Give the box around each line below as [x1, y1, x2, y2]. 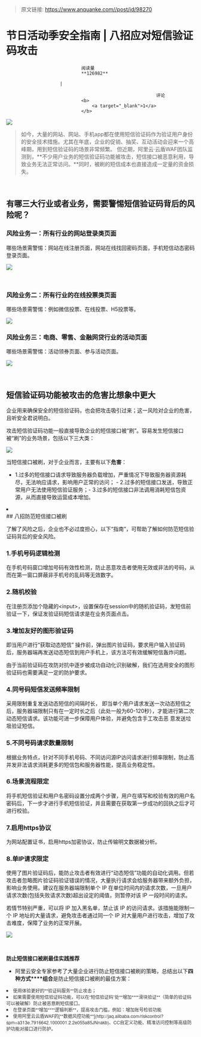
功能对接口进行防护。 [11, 1025, 56, 1032]
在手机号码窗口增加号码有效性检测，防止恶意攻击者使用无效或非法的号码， [6, 564, 190, 571]
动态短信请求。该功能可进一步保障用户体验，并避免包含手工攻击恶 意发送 [6, 715, 186, 722]
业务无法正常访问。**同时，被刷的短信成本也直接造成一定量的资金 [26, 160, 189, 167]
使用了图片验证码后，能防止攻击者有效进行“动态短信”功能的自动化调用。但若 [6, 870, 194, 877]
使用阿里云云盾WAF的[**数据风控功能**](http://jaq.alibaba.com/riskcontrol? [13, 1012, 164, 1020]
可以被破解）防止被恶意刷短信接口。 [6, 1000, 83, 1007]
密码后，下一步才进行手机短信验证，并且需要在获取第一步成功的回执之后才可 [6, 800, 195, 807]
